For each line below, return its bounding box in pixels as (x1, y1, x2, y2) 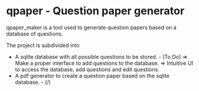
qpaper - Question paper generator (6, 4, 185, 18)
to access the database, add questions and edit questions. (14, 65, 160, 73)
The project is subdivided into (6, 42, 80, 49)
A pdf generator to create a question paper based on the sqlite (14, 72, 170, 79)
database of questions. (6, 30, 63, 37)
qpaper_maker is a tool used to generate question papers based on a (6, 24, 177, 31)
